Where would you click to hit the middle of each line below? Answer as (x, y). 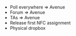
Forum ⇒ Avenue (28, 12)
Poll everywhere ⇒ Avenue (38, 7)
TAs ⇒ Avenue (25, 18)
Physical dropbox (28, 28)
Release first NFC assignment (40, 23)
